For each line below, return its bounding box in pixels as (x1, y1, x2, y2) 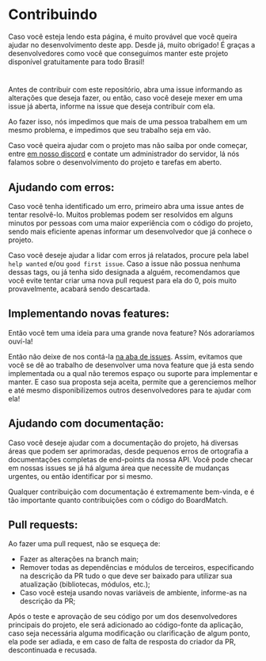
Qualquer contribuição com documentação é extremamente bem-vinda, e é (8, 487, 255, 496)
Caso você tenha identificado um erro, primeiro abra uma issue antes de (8, 201, 244, 211)
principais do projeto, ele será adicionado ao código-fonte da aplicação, (8, 620, 244, 630)
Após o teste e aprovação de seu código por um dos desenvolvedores (8, 612, 237, 621)
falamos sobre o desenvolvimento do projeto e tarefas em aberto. (8, 158, 222, 167)
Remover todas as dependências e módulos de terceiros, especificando (19, 563, 255, 572)
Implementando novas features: (8, 307, 170, 321)
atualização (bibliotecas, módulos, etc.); (19, 579, 150, 589)
